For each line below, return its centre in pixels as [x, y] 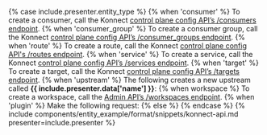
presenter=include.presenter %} [62, 123]
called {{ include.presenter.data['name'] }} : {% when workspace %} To [129, 88]
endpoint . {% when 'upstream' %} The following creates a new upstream [130, 80]
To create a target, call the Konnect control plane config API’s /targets [124, 71]
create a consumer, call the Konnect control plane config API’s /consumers [132, 20]
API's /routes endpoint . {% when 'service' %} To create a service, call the [131, 54]
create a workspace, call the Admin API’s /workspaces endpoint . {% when [131, 97]
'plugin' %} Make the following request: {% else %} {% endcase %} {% [127, 105]
